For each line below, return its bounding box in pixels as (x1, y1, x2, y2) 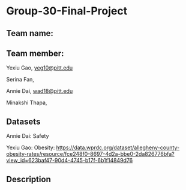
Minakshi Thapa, (6, 99, 47, 106)
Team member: (6, 48, 64, 58)
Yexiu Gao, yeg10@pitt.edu (6, 64, 73, 71)
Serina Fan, (6, 76, 35, 83)
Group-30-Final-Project (6, 4, 128, 18)
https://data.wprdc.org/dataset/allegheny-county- (56, 144, 180, 151)
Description (6, 174, 51, 184)
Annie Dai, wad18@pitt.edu (6, 88, 73, 95)
